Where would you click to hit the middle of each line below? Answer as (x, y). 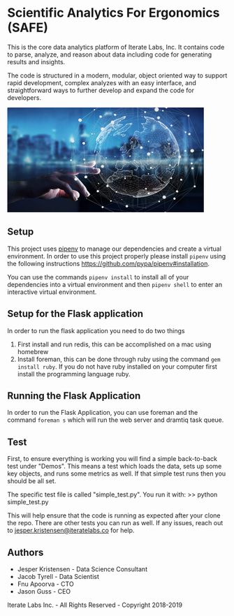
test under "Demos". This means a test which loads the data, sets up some (115, 467)
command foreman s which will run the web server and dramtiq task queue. (116, 420)
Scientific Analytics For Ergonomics (114, 13)
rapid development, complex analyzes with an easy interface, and (102, 82)
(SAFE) (28, 28)
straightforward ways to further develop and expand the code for (101, 90)
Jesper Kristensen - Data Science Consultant (82, 569)
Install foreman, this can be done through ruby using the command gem (119, 359)
